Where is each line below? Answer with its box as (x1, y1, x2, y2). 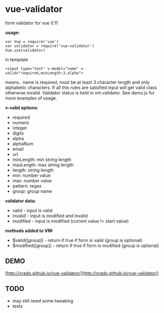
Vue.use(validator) (5, 48, 46, 53)
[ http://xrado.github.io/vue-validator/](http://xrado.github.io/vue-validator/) (5, 270, 159, 276)
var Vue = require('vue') (5, 39, 59, 44)
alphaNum (12, 141, 34, 147)
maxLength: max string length (12, 161, 74, 167)
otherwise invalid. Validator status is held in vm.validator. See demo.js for (5, 89, 155, 95)
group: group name (12, 188, 52, 194)
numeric (12, 119, 30, 125)
